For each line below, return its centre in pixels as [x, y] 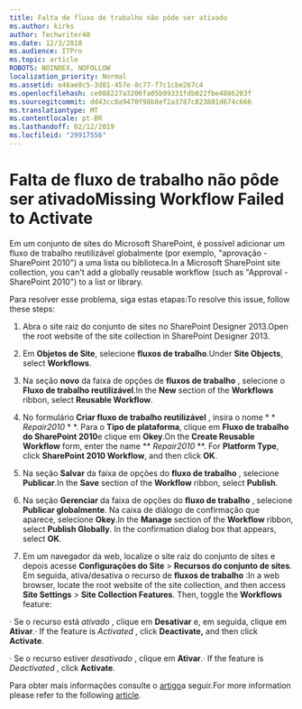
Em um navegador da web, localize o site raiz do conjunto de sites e [149, 555]
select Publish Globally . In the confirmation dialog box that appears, [149, 528]
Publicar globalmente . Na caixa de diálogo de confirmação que [141, 509]
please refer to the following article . [75, 695]
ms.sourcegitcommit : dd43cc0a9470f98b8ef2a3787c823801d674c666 [131, 102]
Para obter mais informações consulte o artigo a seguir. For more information [150, 685]
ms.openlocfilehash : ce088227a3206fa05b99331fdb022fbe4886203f [131, 93]
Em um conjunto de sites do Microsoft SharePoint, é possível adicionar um [147, 243]
